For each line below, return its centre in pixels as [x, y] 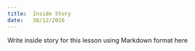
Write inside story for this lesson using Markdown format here [97, 40]
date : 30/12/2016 [36, 20]
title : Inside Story [39, 14]
